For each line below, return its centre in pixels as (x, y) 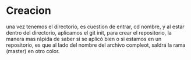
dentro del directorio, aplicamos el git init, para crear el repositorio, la (89, 32)
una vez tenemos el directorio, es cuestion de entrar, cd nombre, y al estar (95, 27)
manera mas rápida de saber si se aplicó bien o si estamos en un (84, 39)
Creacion (29, 11)
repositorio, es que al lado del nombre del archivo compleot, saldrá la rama (96, 45)
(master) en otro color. (33, 51)
